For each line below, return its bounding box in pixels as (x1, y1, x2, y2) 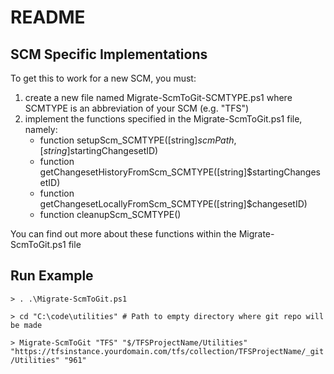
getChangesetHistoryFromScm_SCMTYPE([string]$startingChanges (39, 166, 322, 178)
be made (10, 320, 43, 330)
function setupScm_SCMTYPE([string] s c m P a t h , (39, 134, 237, 146)
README (10, 6, 86, 29)
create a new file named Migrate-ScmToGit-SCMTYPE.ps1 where (24, 92, 293, 103)
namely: (24, 124, 58, 135)
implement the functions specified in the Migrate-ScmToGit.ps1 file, (24, 113, 303, 125)
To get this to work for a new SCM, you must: (10, 72, 197, 84)
